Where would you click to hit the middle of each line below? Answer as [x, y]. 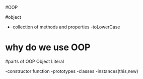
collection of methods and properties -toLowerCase [66, 27]
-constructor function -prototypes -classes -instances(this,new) [72, 71]
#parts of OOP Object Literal [35, 61]
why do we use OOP [48, 47]
